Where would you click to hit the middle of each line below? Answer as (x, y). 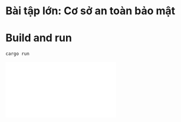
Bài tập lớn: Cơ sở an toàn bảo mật (90, 11)
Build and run (39, 38)
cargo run (18, 54)
